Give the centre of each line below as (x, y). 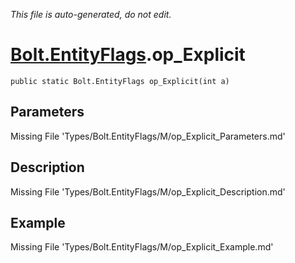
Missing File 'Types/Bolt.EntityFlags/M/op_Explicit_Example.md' (142, 247)
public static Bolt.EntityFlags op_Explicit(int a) (120, 81)
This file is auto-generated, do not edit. (91, 14)
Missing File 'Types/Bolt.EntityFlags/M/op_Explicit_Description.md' (148, 191)
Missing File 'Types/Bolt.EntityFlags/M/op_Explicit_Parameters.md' (148, 136)
